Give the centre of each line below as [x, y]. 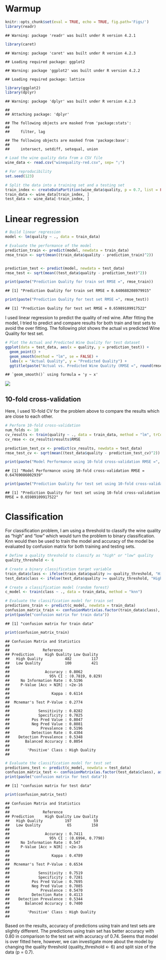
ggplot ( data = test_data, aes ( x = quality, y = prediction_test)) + [77, 347]
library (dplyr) [21, 92]
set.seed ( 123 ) [20, 176]
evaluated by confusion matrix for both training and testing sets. [70, 546]
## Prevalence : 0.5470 [44, 890]
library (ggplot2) [23, 88]
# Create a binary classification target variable [58, 569]
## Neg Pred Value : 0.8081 [44, 724]
